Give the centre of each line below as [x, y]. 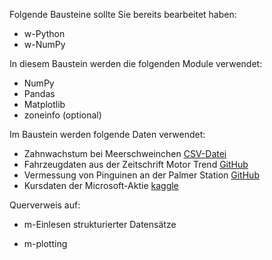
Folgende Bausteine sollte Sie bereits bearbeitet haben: [123, 14]
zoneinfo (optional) [62, 115]
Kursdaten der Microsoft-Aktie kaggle [101, 185]
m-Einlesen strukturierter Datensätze [100, 224]
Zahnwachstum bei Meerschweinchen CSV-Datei [125, 153]
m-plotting [45, 243]
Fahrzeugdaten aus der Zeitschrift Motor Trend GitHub [136, 164]
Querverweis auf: [45, 205]
